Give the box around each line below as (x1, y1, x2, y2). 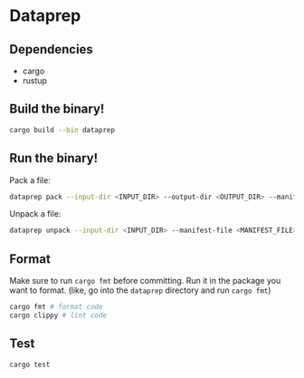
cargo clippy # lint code (9, 310, 107, 320)
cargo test (9, 360, 51, 369)
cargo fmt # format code (9, 303, 103, 312)
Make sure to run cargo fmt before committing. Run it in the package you (9, 276, 281, 286)
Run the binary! (9, 150, 99, 166)
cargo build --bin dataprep (9, 125, 116, 134)
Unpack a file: (9, 208, 62, 219)
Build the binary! (9, 102, 105, 117)
